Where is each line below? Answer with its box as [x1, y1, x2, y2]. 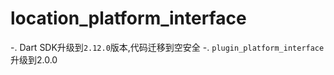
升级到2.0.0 [10, 53, 58, 66]
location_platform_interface [10, 7, 247, 30]
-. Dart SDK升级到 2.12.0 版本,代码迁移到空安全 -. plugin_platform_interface [10, 41, 325, 53]
